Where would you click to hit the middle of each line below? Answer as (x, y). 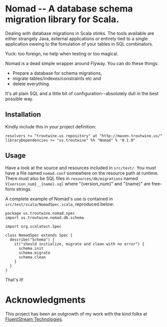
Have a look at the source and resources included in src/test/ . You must (81, 168)
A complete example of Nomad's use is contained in (59, 199)
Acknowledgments (46, 300)
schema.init (31, 248)
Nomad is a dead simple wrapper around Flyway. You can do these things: (82, 63)
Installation (23, 115)
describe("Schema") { (32, 239)
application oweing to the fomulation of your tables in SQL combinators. (79, 44)
